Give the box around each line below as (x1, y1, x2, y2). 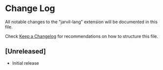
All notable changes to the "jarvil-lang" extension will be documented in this (5, 19, 158, 25)
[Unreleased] (5, 47, 46, 56)
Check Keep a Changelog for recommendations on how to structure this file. (5, 33, 159, 39)
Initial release (12, 60, 39, 66)
